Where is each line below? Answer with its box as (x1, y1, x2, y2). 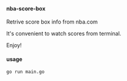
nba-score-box (6, 5, 46, 12)
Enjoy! (6, 42, 22, 49)
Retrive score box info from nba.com (6, 18, 98, 25)
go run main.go (6, 69, 45, 75)
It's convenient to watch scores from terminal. (6, 30, 122, 37)
